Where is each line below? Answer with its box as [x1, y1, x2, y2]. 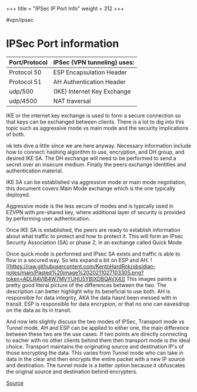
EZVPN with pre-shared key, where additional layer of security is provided [6, 208, 185, 215]
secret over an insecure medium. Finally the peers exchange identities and [6, 161, 186, 168]
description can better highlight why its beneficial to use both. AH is [6, 288, 171, 295]
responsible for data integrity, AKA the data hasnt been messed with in [6, 294, 178, 301]
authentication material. [6, 167, 64, 174]
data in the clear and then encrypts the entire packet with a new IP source [6, 356, 185, 363]
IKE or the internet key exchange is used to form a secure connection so [6, 112, 181, 119]
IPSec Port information [6, 37, 119, 51]
